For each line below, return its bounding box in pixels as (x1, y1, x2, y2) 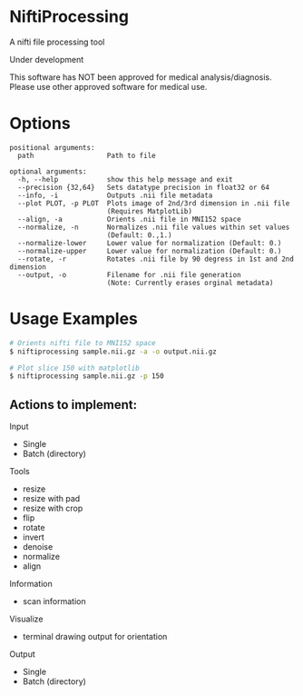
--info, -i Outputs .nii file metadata (17, 191, 213, 200)
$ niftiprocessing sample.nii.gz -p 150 (9, 372, 165, 381)
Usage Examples (9, 309, 139, 329)
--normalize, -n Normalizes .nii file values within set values (17, 223, 290, 232)
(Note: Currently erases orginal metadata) (106, 278, 274, 287)
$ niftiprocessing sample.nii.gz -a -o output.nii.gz (9, 347, 218, 356)
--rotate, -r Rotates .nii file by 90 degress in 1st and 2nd (17, 254, 295, 263)
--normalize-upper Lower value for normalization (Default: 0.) (17, 246, 282, 255)
